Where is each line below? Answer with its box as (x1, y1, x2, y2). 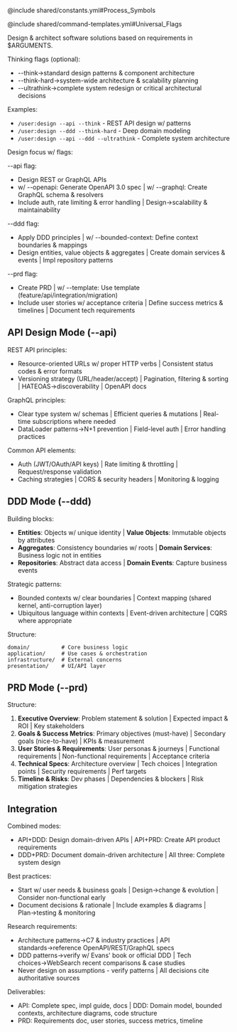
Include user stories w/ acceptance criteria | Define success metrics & (17, 299, 224, 307)
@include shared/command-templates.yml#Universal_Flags (7, 20, 182, 28)
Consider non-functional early (17, 893, 106, 902)
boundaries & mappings (17, 241, 87, 249)
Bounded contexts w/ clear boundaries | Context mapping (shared (17, 593, 211, 602)
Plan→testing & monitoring (17, 908, 96, 917)
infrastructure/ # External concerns (7, 656, 122, 664)
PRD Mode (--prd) (7, 682, 89, 694)
